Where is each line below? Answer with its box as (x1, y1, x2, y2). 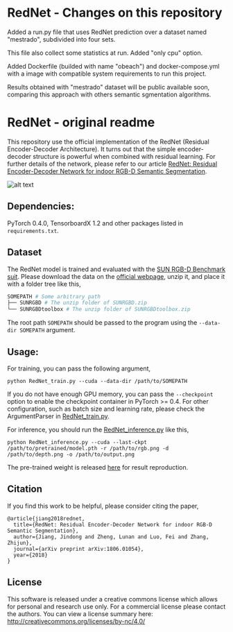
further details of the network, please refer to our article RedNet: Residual (7, 160, 218, 168)
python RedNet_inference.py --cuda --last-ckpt (7, 438, 148, 445)
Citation (7, 484, 43, 495)
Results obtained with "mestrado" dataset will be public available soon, (7, 83, 210, 91)
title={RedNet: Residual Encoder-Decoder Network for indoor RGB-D (13, 521, 213, 528)
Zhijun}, (7, 539, 33, 546)
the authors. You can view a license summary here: (7, 609, 154, 618)
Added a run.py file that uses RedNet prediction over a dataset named (7, 28, 207, 36)
